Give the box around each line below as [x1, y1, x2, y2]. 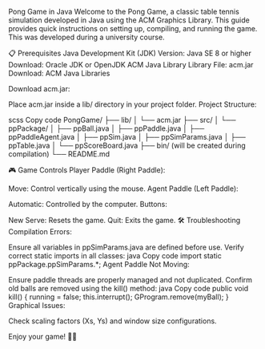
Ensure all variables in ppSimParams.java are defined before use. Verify [8, 242, 244, 252]
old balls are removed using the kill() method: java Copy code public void [8, 284, 249, 293]
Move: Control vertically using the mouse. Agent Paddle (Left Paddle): [8, 184, 239, 193]
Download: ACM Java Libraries [8, 68, 110, 78]
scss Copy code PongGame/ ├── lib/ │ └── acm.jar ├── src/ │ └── [8, 116, 236, 124]
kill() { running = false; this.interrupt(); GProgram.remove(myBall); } [8, 292, 230, 302]
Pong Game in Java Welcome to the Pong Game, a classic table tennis [8, 7, 240, 16]
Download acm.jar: [8, 84, 70, 93]
